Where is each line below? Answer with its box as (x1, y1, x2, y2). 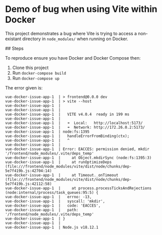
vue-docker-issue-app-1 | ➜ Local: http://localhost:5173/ (5, 120, 143, 125)
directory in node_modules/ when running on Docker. (22, 36, 128, 42)
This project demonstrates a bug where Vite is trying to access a (5, 30, 137, 36)
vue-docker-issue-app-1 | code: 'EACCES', (5, 203, 101, 208)
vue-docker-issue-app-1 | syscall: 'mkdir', (5, 199, 106, 204)
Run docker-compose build (12, 70, 66, 76)
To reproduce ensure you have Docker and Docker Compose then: (5, 55, 141, 61)
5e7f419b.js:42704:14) (5, 168, 52, 173)
